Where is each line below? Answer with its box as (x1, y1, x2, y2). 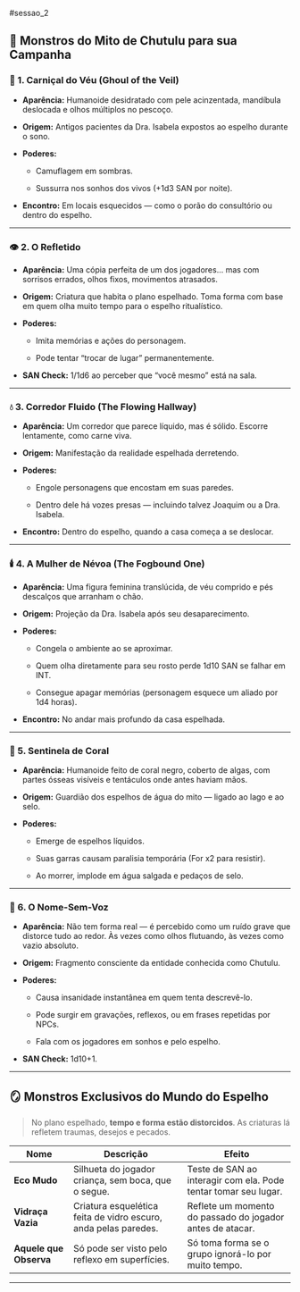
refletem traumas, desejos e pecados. (30, 1126, 171, 1137)
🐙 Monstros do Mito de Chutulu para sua (9, 33, 238, 48)
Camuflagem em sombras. (35, 165, 134, 176)
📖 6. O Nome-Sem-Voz (9, 901, 109, 913)
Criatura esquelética (72, 1199, 159, 1212)
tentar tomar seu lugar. (187, 1185, 283, 1197)
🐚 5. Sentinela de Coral (9, 744, 110, 757)
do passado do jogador (187, 1211, 285, 1223)
